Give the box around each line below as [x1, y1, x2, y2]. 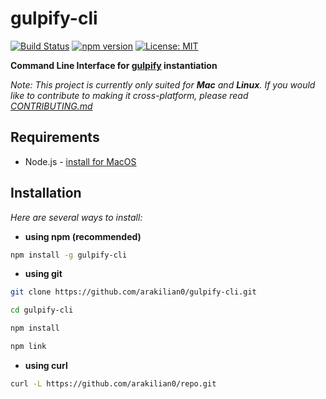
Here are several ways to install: [10, 211, 143, 223]
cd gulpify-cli [10, 305, 74, 316]
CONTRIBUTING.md [10, 100, 93, 112]
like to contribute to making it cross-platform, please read [10, 89, 249, 101]
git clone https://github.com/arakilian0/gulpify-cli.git [10, 287, 257, 297]
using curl [24, 359, 68, 371]
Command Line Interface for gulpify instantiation [10, 59, 218, 71]
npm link [10, 342, 47, 352]
